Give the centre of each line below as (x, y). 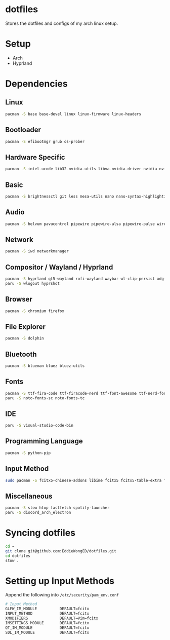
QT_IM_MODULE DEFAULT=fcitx (47, 628)
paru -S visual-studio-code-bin (39, 426)
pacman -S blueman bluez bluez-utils (45, 366)
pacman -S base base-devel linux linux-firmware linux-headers (73, 114)
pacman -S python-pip (28, 453)
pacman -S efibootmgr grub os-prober (45, 141)
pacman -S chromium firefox (35, 311)
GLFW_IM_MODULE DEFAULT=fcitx (47, 609)
